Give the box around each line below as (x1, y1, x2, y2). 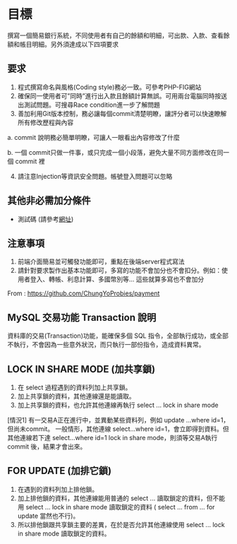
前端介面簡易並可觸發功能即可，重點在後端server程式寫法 (17, 257, 185, 266)
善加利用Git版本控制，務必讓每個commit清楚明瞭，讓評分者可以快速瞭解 (17, 109, 227, 117)
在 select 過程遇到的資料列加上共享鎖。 (17, 383, 132, 391)
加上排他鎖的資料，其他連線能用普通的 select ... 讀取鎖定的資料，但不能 (17, 494, 226, 502)
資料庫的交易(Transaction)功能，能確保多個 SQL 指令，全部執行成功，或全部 (7, 331, 229, 340)
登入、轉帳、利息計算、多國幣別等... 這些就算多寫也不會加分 (30, 275, 205, 283)
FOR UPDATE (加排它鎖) (7, 465, 111, 477)
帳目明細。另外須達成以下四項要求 (19, 40, 119, 48)
